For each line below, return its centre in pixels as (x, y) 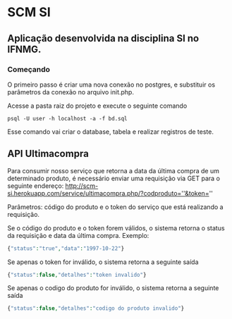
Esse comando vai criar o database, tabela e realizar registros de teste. (110, 132)
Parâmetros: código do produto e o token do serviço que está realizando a (115, 207)
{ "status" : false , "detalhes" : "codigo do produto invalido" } (96, 308)
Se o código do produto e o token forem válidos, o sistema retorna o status (116, 228)
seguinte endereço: (36, 186)
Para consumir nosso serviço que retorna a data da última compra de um (114, 170)
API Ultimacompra (48, 154)
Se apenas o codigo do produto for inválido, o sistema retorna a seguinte (113, 288)
